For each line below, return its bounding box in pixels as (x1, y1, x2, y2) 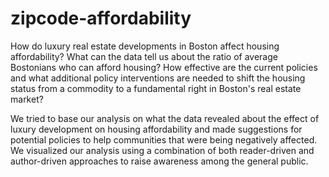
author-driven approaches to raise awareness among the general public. (10, 155, 309, 167)
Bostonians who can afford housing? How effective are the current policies (10, 61, 318, 73)
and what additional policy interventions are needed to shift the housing (10, 72, 306, 84)
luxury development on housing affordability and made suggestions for (10, 123, 303, 135)
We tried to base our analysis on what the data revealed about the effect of (10, 112, 320, 124)
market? (10, 93, 44, 105)
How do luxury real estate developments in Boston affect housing (10, 40, 280, 52)
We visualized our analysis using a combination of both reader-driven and (10, 144, 315, 156)
